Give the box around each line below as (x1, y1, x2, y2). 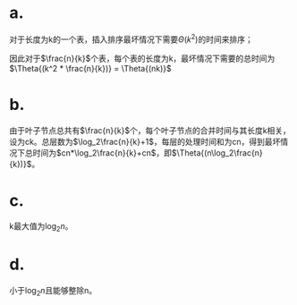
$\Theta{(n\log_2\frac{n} (171, 147, 263, 158)
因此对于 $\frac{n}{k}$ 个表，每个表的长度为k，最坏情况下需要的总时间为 (9, 53, 276, 64)
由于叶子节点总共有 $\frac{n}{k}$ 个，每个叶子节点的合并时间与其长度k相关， (9, 124, 291, 136)
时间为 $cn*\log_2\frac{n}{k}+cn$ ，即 (32, 147, 173, 158)
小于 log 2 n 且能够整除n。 (9, 285, 98, 298)
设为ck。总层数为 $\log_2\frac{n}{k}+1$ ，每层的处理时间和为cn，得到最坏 (9, 136, 281, 147)
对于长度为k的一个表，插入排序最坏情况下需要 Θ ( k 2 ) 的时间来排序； (9, 32, 253, 45)
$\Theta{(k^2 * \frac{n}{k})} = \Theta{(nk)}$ (9, 63, 172, 73)
